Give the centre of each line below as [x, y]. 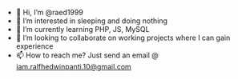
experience [34, 46]
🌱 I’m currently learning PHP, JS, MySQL [83, 29]
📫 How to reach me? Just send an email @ [87, 55]
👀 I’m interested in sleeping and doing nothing [92, 21]
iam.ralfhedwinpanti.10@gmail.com [74, 67]
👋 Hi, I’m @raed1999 [50, 12]
